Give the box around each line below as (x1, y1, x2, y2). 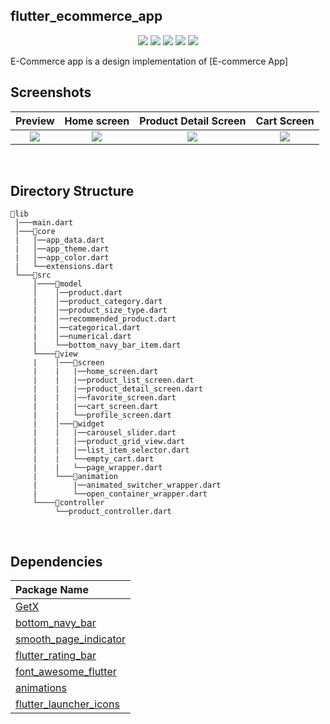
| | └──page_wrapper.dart (32, 463, 163, 473)
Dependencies (10, 553, 103, 570)
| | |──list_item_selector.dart (32, 445, 190, 456)
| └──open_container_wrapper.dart (32, 489, 208, 499)
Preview (15, 114, 55, 128)
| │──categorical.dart (32, 323, 141, 333)
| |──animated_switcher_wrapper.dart (32, 480, 222, 491)
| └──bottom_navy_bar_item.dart (32, 340, 182, 351)
